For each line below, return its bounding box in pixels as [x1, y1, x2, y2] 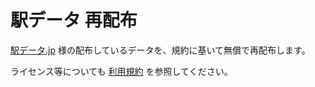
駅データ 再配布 [10, 9, 138, 32]
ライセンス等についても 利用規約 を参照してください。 [10, 65, 233, 77]
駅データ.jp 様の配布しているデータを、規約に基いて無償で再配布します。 [10, 44, 311, 56]
